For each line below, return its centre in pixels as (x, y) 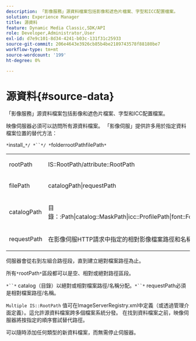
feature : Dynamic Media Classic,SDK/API (56, 28)
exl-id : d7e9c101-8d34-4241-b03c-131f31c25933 (64, 39)
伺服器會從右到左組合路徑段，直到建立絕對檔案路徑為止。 (75, 261)
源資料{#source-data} (60, 96)
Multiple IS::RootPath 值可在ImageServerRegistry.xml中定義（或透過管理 (95, 305)
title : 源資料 (22, 22)
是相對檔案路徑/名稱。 (33, 293)
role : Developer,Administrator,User (50, 33)
